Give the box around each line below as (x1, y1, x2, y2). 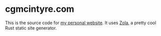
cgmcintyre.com (5, 3, 75, 15)
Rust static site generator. (5, 25, 57, 31)
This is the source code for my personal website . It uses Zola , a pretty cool (5, 20, 156, 26)
